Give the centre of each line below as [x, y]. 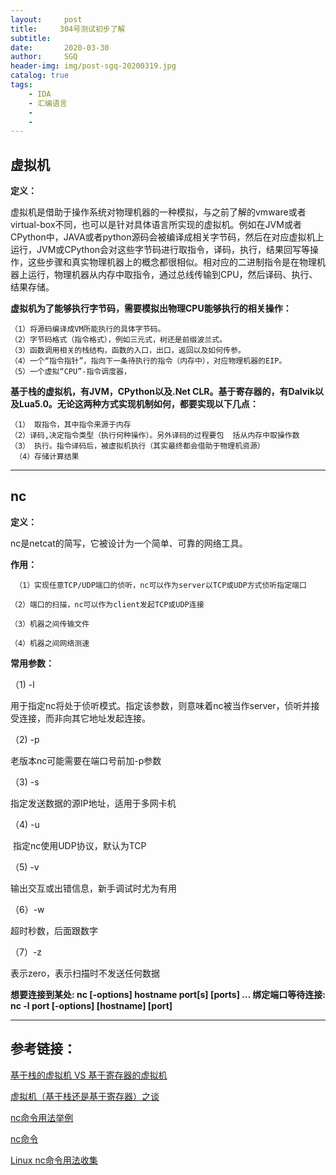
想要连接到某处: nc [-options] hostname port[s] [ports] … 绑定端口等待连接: [168, 994]
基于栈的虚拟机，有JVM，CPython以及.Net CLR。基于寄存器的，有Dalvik [163, 392]
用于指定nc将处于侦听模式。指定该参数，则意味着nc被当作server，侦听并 [161, 705]
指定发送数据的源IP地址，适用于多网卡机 [93, 803]
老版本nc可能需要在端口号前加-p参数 [86, 760]
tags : [21, 85]
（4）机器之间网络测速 [50, 643]
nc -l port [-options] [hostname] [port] [91, 1005]
